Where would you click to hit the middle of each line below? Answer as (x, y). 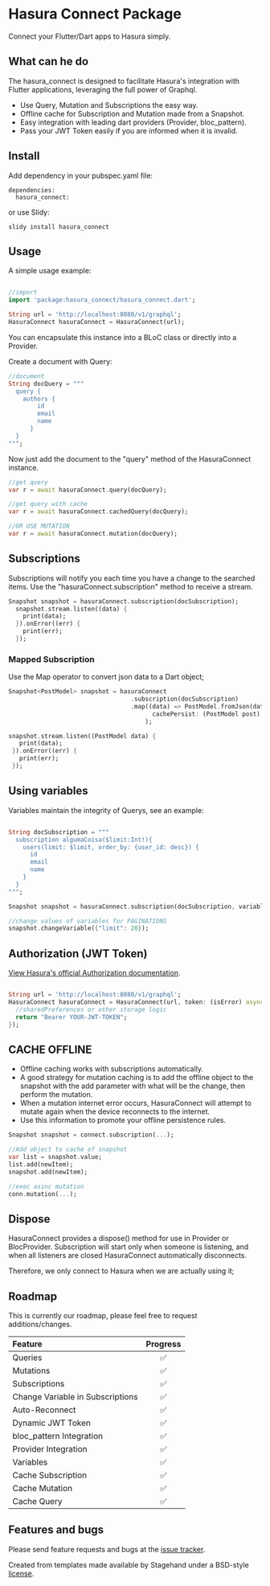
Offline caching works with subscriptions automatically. (111, 1069)
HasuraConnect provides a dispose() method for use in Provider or (119, 1239)
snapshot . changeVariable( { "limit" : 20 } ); (79, 929)
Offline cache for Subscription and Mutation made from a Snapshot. (132, 113)
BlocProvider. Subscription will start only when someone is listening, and (129, 1247)
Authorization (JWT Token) (78, 953)
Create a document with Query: (60, 361)
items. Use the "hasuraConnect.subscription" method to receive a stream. (131, 586)
